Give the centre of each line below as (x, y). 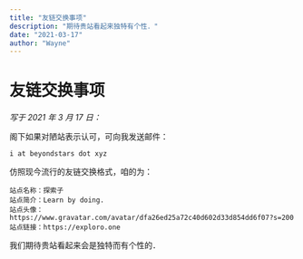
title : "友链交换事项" (48, 18)
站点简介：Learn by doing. (57, 200)
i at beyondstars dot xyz (58, 154)
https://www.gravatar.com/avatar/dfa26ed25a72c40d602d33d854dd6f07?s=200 (152, 218)
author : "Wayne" (40, 43)
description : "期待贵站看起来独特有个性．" (84, 26)
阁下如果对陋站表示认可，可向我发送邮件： (89, 137)
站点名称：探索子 (37, 191)
